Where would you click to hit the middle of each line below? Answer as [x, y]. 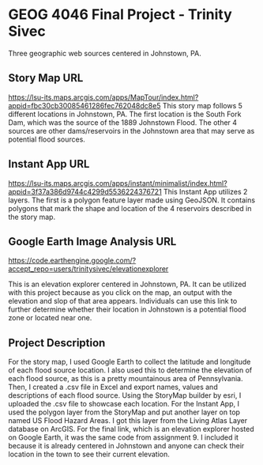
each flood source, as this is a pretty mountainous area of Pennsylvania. [126, 379]
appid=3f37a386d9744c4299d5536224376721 [85, 191]
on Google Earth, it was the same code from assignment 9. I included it [124, 437]
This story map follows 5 [203, 105]
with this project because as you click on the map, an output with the [120, 293]
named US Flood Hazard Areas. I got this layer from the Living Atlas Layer [128, 421]
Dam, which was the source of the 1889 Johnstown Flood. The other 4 [123, 122]
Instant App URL [49, 164]
